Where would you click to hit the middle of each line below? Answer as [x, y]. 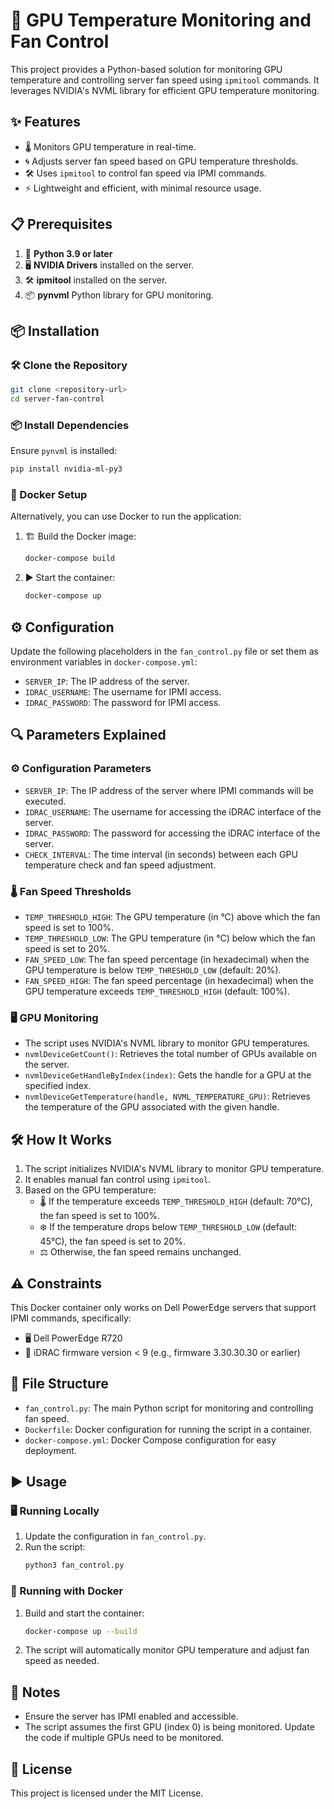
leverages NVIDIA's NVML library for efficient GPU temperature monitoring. [165, 90]
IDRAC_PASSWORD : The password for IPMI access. [123, 703]
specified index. [58, 1086]
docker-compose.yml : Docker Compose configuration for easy [150, 1440]
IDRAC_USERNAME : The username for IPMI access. [123, 692]
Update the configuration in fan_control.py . [115, 1536]
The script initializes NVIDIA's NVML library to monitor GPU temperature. [174, 1169]
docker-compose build [69, 559]
